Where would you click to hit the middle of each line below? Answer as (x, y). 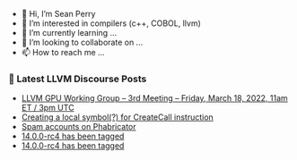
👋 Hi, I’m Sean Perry (58, 14)
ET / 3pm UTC (48, 108)
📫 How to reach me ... (63, 52)
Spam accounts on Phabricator (79, 127)
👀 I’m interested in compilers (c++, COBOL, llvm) (111, 23)
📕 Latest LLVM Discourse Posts (78, 79)
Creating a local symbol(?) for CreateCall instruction (118, 117)
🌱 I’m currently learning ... (69, 33)
